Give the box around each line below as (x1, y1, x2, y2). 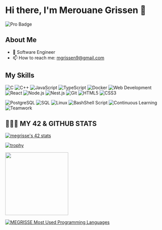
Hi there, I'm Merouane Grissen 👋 (5, 5, 146, 16)
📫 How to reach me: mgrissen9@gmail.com (12, 55, 105, 61)
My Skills (5, 71, 35, 80)
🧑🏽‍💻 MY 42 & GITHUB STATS (5, 119, 97, 128)
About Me (5, 36, 37, 44)
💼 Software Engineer (12, 49, 55, 55)
